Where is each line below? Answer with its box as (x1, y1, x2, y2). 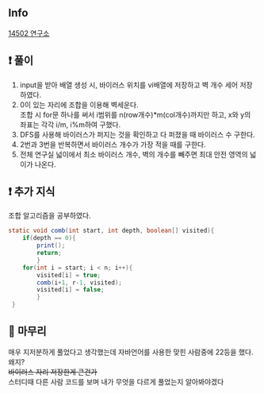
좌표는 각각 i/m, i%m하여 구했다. (19, 119, 121, 129)
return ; (36, 249, 62, 257)
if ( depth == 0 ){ (22, 234, 77, 242)
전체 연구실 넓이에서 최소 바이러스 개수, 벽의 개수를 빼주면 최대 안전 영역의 (19, 149, 248, 159)
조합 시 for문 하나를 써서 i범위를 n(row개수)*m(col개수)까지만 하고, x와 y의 (19, 110, 251, 119)
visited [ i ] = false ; (36, 286, 105, 294)
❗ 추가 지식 (8, 185, 55, 199)
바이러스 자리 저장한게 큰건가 (8, 367, 98, 377)
